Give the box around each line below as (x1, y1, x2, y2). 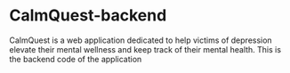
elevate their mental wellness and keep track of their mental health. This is (9, 44, 282, 54)
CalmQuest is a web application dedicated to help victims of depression (9, 35, 273, 45)
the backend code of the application (9, 53, 142, 64)
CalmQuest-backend (9, 5, 167, 26)
